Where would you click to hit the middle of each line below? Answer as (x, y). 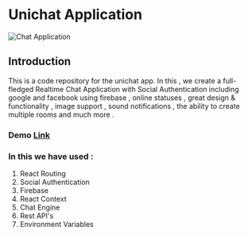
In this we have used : (51, 156)
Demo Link (29, 135)
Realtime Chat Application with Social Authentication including (138, 89)
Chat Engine (40, 207)
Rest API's (37, 215)
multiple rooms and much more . (61, 114)
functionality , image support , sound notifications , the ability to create (124, 106)
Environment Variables (56, 224)
